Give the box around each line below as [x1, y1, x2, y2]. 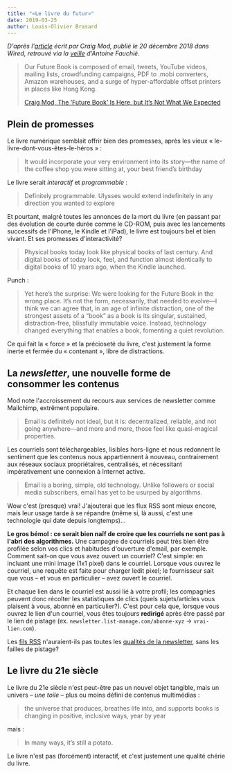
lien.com [7, 625, 33, 632]
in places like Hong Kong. [24, 85, 97, 94]
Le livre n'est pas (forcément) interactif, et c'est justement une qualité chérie [7, 752, 226, 760]
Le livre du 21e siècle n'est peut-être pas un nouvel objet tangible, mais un [7, 683, 220, 691]
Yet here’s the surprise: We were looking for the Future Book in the [24, 290, 214, 298]
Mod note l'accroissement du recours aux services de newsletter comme [7, 396, 216, 405]
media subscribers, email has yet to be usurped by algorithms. [24, 488, 203, 496]
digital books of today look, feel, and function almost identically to [24, 256, 213, 264]
